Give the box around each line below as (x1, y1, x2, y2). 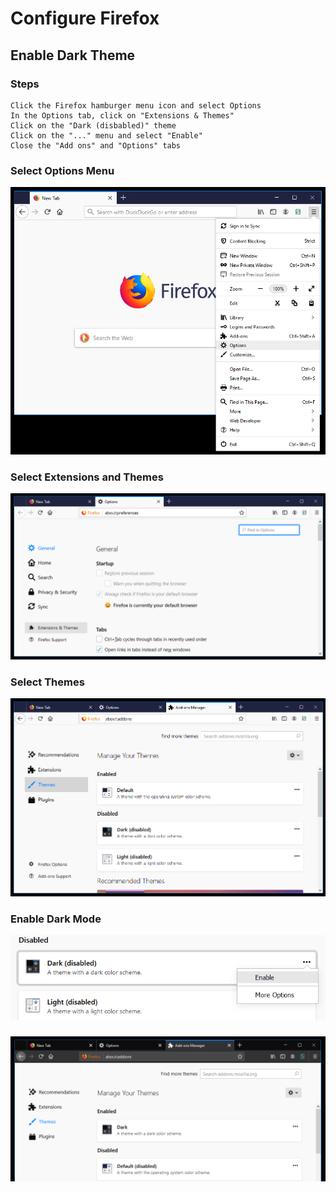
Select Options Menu (10, 163, 115, 177)
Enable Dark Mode (10, 912, 102, 926)
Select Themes (10, 675, 85, 689)
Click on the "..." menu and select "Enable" (10, 130, 203, 141)
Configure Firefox (10, 7, 160, 30)
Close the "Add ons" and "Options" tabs (10, 140, 182, 151)
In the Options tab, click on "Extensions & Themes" (10, 110, 235, 121)
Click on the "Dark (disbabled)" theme (10, 120, 177, 131)
